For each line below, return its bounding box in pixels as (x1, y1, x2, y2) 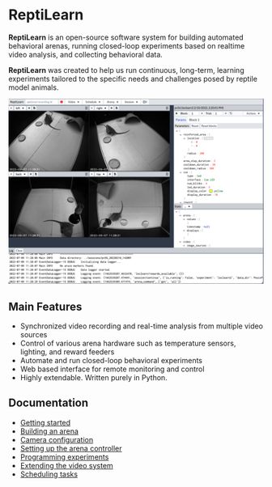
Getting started (19, 417, 71, 427)
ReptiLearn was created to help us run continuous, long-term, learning (8, 65, 244, 74)
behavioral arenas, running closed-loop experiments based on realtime (8, 40, 245, 50)
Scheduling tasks (19, 469, 79, 479)
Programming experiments (19, 451, 109, 462)
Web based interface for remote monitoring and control (19, 364, 205, 374)
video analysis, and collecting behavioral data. (8, 49, 164, 59)
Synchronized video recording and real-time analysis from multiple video (19, 321, 264, 331)
